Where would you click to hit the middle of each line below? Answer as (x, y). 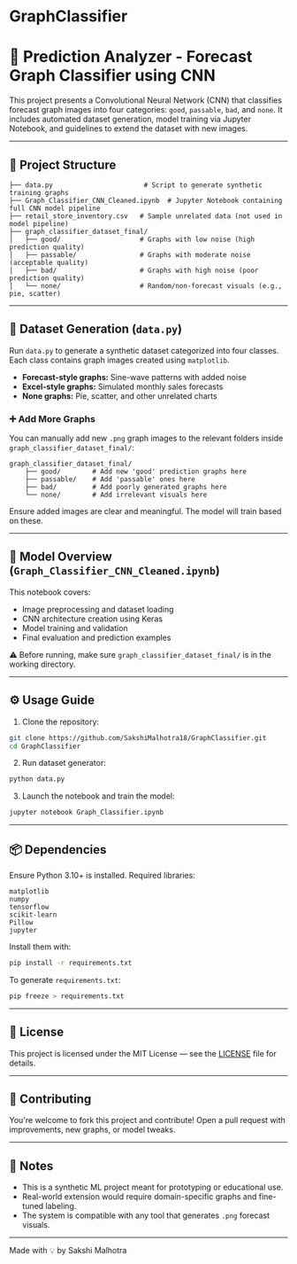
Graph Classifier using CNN (113, 76)
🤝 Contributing (50, 1099)
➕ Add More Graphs (52, 418)
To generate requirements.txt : (65, 979)
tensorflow (29, 907)
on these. (27, 521)
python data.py (37, 779)
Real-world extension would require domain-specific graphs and (139, 1197)
